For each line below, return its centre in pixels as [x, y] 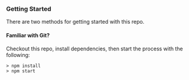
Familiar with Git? [28, 35]
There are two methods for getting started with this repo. [75, 22]
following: [18, 55]
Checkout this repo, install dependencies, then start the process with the [94, 49]
